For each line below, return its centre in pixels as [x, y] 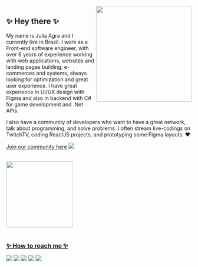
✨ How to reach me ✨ [37, 245]
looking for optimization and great [47, 79]
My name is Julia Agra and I [40, 35]
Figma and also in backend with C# [49, 98]
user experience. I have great [42, 85]
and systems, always [62, 73]
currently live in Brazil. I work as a [47, 42]
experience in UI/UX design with [45, 92]
